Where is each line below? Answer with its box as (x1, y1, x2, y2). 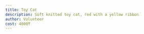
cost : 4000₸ (5, 21, 30, 26)
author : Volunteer (5, 16, 44, 21)
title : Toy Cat (5, 7, 37, 12)
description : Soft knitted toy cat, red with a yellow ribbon (5, 12, 139, 17)
